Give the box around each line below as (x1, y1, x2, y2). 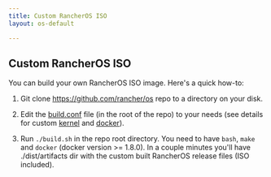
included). (20, 160, 55, 170)
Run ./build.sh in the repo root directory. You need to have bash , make (20, 134, 256, 144)
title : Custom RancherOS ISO (8, 11, 107, 20)
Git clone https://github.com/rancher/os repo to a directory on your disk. (20, 94, 263, 104)
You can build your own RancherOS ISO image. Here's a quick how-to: (8, 78, 244, 88)
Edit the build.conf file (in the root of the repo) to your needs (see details (20, 110, 264, 119)
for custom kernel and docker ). (20, 119, 125, 128)
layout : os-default (8, 19, 75, 28)
